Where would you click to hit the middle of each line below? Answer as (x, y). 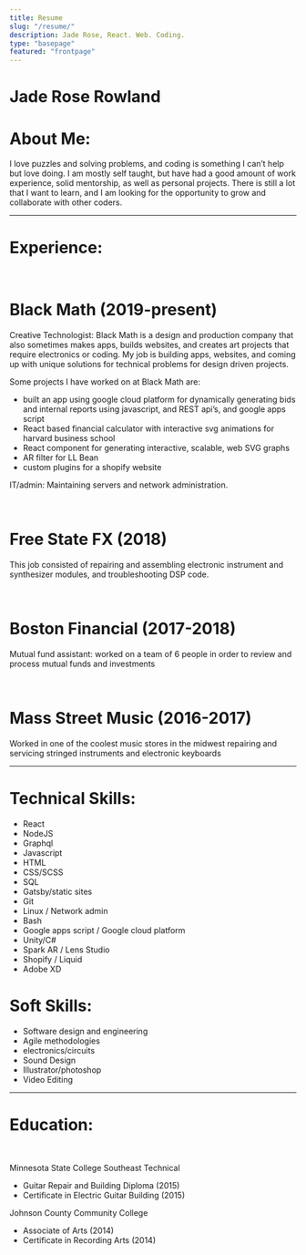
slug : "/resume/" (42, 26)
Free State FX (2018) (88, 540)
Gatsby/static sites (57, 891)
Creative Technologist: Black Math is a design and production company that (152, 335)
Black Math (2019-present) (113, 310)
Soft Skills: (51, 1006)
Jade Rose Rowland (85, 97)
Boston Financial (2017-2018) (123, 629)
